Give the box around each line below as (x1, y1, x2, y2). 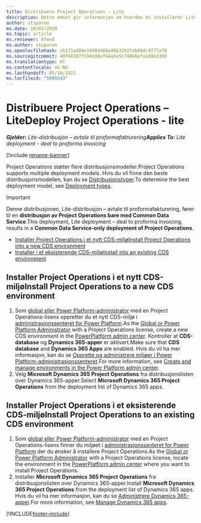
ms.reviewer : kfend (6, 36, 55, 42)
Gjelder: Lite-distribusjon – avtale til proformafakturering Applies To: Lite (6, 134, 186, 141)
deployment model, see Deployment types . (6, 182, 112, 189)
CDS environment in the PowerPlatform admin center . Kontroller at (14, 332, 178, 340)
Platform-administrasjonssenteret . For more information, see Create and (14, 357, 191, 365)
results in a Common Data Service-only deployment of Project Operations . (6, 225, 194, 232)
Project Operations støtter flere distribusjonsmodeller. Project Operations (6, 163, 184, 170)
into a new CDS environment (14, 243, 86, 250)
